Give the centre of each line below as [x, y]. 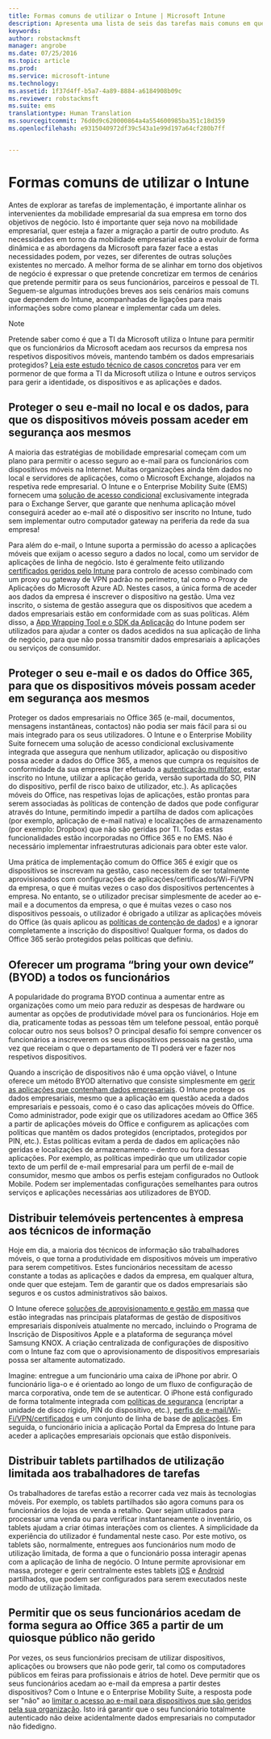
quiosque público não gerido [82, 1638]
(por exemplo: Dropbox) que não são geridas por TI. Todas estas [116, 829]
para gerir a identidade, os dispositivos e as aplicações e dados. [115, 382]
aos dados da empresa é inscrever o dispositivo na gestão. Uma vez [122, 596]
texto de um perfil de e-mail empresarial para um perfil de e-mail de [121, 1167]
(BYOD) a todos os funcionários [90, 977]
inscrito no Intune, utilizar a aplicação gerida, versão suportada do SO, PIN [132, 778]
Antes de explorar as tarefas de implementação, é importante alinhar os [127, 205]
